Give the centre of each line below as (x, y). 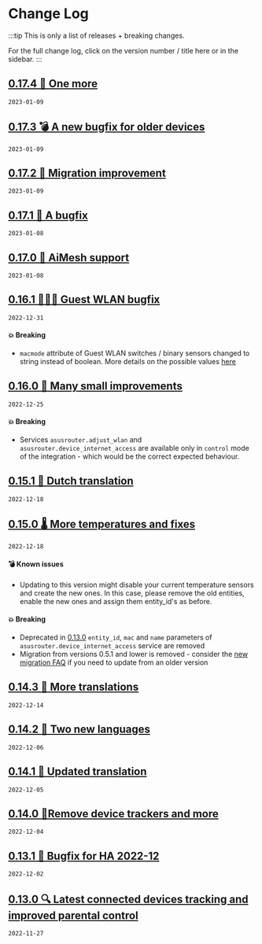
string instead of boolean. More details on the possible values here (127, 362)
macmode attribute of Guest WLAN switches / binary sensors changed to (135, 353)
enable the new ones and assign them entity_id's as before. (116, 601)
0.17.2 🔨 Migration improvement (87, 173)
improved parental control (74, 915)
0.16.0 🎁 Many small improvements (95, 386)
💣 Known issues (36, 564)
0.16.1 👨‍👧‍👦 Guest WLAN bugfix (84, 300)
